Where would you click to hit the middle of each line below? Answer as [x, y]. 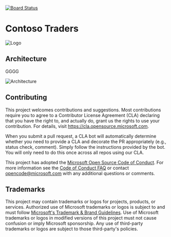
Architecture [26, 59]
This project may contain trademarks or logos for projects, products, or [80, 202]
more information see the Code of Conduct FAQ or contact [67, 168]
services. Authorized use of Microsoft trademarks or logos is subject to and [85, 207]
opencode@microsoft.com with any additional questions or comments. [80, 173]
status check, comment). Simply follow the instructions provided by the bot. [85, 147]
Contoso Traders [42, 29]
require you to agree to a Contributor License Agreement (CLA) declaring [83, 115]
